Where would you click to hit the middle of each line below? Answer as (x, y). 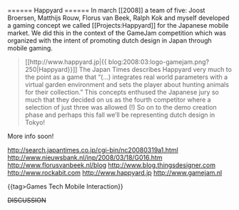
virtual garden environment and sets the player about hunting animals (127, 84)
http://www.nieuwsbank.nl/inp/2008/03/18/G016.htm (85, 157)
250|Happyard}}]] (51, 69)
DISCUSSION (27, 200)
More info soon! (31, 136)
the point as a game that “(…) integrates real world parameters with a (126, 77)
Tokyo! (35, 122)
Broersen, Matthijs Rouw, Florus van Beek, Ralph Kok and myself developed (118, 18)
